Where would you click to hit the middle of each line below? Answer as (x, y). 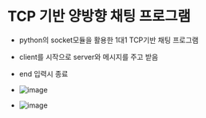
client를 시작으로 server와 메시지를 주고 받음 (89, 57)
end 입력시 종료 (44, 73)
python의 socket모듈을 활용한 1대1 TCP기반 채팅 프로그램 (109, 40)
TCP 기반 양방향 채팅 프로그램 (99, 16)
